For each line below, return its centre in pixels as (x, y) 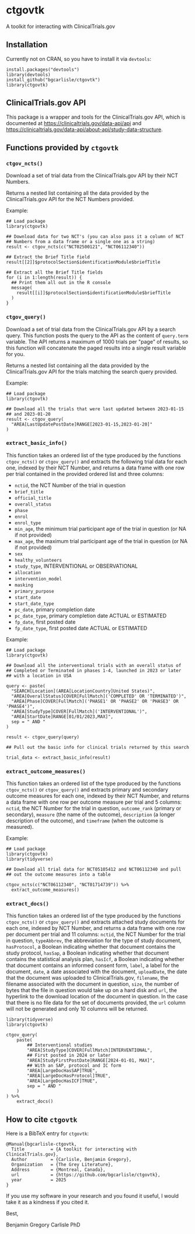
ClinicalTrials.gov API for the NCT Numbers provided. (70, 199)
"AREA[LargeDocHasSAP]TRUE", (62, 1071)
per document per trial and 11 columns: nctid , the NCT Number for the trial (96, 934)
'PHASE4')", (20, 706)
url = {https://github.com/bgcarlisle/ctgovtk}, (86, 1175)
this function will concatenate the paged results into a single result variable (96, 348)
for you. (15, 354)
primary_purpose (34, 591)
